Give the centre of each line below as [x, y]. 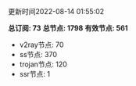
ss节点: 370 [38, 54]
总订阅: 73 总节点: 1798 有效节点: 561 [68, 28]
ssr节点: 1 [35, 74]
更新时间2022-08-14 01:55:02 [56, 11]
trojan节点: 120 [43, 64]
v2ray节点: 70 [41, 45]
